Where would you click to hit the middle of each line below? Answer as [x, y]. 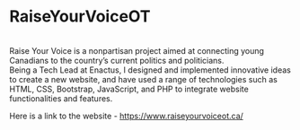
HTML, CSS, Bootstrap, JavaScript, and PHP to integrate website [129, 89]
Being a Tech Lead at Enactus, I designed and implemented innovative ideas [150, 70]
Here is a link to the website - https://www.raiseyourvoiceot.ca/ [127, 116]
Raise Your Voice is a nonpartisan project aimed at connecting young [137, 50]
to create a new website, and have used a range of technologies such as [144, 79]
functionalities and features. [61, 98]
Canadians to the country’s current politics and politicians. [117, 60]
